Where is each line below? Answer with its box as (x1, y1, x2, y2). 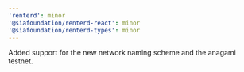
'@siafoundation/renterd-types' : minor (8, 26, 141, 34)
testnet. (8, 56, 33, 66)
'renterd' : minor (8, 11, 66, 20)
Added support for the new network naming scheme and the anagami (8, 48, 236, 58)
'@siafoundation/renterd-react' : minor (8, 19, 141, 27)
